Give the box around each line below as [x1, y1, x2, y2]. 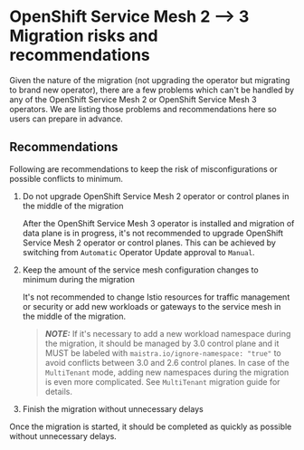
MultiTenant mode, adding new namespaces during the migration [44, 367, 290, 378]
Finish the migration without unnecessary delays [22, 403, 204, 414]
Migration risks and [9, 25, 158, 46]
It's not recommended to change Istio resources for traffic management [22, 292, 290, 302]
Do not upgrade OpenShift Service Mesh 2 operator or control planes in [22, 190, 290, 201]
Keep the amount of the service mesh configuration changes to [22, 264, 260, 275]
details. [44, 386, 73, 397]
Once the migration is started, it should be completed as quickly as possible [9, 421, 292, 432]
